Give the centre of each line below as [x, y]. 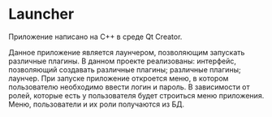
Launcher [41, 14]
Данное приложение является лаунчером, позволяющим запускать [127, 52]
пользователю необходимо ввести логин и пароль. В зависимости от [129, 87]
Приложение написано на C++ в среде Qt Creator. [95, 37]
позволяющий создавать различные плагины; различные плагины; [125, 69]
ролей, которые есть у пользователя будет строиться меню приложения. [136, 95]
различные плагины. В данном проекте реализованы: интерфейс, [123, 61]
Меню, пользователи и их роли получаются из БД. [97, 104]
